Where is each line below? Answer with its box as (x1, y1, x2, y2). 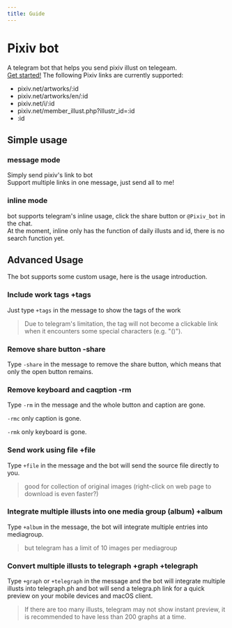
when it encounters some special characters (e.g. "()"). (24, 327, 183, 335)
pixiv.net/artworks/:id (17, 84, 79, 93)
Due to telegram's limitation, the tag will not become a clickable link (24, 319, 218, 328)
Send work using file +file (7, 445, 96, 455)
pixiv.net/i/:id (17, 99, 55, 107)
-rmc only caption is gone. (7, 414, 82, 423)
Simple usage (7, 134, 68, 146)
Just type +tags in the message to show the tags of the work (7, 306, 181, 314)
